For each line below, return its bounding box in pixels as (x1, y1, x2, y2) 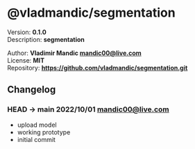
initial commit (17, 135, 56, 143)
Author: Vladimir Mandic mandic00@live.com (7, 49, 142, 57)
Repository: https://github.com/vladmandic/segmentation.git (7, 63, 188, 72)
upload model (17, 120, 57, 129)
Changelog (7, 84, 56, 95)
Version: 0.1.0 (7, 28, 46, 36)
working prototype (17, 127, 71, 136)
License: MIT (7, 56, 45, 64)
